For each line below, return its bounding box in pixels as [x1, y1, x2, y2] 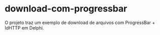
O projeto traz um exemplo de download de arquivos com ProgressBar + [5, 19, 155, 25]
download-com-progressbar [5, 3, 127, 14]
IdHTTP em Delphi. [5, 24, 44, 30]
